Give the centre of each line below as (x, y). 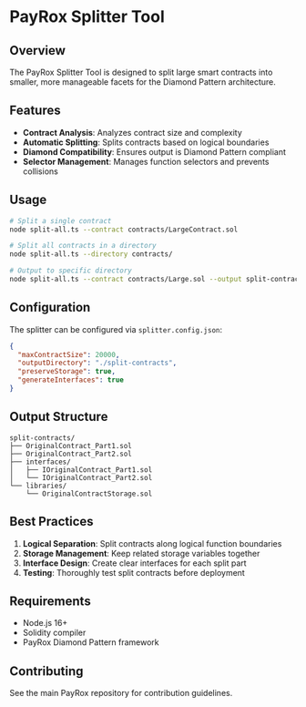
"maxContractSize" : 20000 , (69, 354)
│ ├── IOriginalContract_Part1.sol (81, 470)
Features (35, 111)
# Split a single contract (61, 220)
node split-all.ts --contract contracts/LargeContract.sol (124, 230)
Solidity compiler (54, 633)
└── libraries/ (38, 486)
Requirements (50, 601)
